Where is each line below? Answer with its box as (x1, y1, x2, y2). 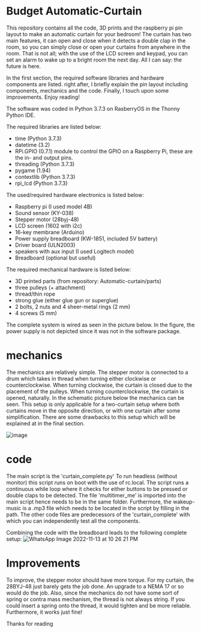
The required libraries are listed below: (6, 123, 102, 130)
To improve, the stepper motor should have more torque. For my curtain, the (6, 576, 194, 584)
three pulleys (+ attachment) (14, 284, 86, 291)
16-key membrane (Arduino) (14, 228, 85, 235)
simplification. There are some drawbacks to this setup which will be (6, 413, 176, 420)
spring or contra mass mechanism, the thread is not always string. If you (6, 595, 185, 603)
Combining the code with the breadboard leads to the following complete (6, 529, 187, 536)
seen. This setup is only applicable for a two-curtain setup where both (6, 401, 180, 408)
